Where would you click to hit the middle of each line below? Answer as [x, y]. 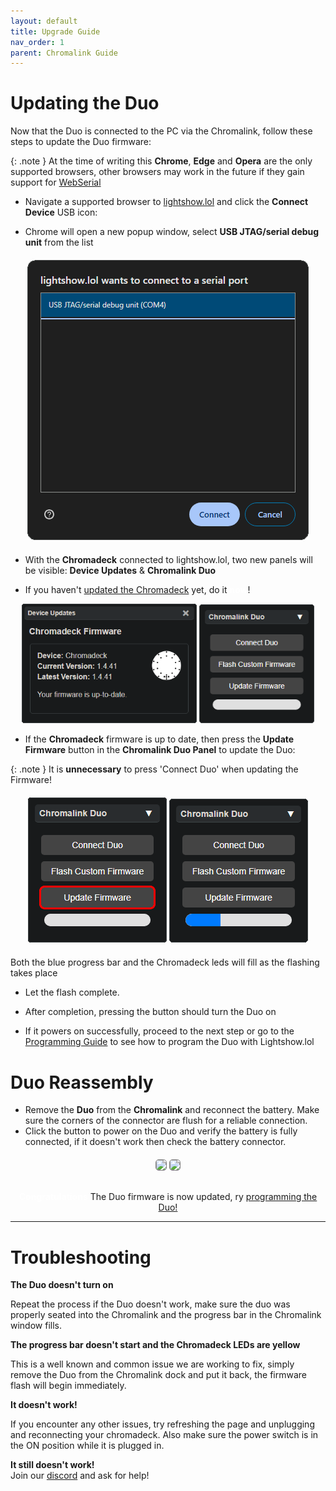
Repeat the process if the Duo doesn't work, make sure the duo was [150, 1304]
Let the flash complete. [72, 992]
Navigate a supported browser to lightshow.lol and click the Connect [166, 202]
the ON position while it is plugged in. [87, 1446]
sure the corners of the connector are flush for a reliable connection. [166, 1121]
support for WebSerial [56, 182]
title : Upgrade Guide [55, 31]
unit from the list [59, 242]
